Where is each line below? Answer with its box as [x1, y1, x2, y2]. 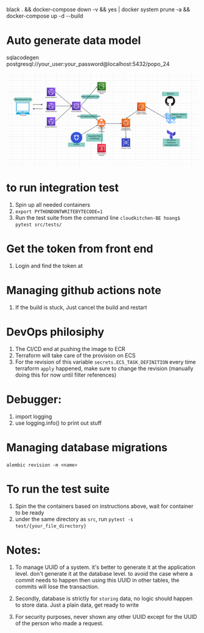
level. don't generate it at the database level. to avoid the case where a [15, 570, 193, 577]
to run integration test [6, 181, 119, 195]
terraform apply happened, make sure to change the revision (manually [15, 364, 194, 372]
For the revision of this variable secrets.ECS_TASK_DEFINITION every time [15, 358, 196, 366]
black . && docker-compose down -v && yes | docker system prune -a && [6, 6, 191, 13]
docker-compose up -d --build [6, 12, 83, 20]
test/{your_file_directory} [15, 523, 86, 529]
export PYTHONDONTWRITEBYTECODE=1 [15, 209, 103, 215]
